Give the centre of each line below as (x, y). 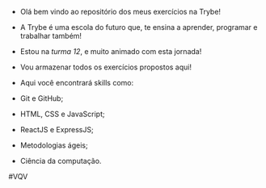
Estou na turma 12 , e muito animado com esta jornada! (111, 51)
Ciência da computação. (61, 161)
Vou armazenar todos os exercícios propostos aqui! (106, 67)
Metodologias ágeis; (54, 145)
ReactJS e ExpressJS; (57, 130)
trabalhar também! (51, 36)
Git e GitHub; (42, 98)
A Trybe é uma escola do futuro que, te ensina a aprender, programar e (139, 27)
